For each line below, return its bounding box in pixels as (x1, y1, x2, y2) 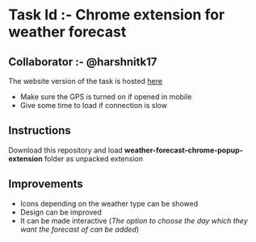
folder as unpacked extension (44, 153, 144, 163)
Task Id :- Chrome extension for (8, 6, 225, 24)
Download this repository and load (8, 145, 123, 155)
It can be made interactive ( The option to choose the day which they (19, 215, 248, 225)
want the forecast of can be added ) (19, 224, 140, 234)
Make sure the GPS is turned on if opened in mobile (19, 92, 192, 102)
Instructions (8, 123, 71, 138)
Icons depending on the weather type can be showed (19, 198, 199, 208)
